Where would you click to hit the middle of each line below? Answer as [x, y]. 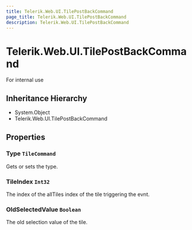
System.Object [32, 112]
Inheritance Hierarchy [47, 98]
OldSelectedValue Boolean [44, 210]
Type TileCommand [31, 154]
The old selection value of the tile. [47, 222]
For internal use [25, 80]
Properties [26, 137]
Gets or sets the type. [32, 166]
